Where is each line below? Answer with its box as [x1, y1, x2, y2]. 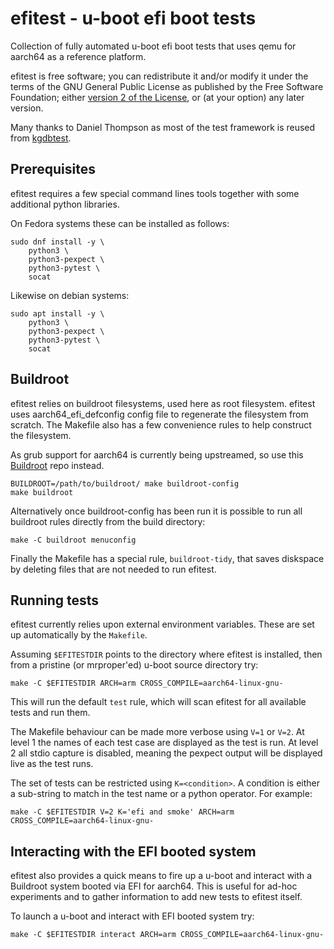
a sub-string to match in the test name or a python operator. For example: [10, 788, 313, 800]
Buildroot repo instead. [10, 459, 105, 471]
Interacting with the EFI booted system [10, 843, 257, 860]
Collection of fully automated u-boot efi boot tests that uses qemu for [10, 40, 297, 52]
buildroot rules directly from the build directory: [10, 515, 206, 527]
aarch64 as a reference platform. [10, 50, 147, 62]
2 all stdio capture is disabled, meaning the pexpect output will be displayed [10, 747, 323, 759]
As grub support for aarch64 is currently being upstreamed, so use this [10, 448, 304, 461]
